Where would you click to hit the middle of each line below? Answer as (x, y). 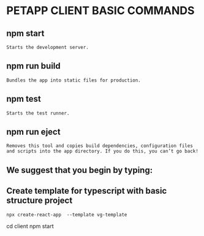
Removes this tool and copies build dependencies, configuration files (100, 146)
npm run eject (33, 132)
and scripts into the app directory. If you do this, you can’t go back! (103, 151)
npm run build (34, 66)
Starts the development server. (47, 47)
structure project (40, 201)
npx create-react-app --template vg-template (67, 215)
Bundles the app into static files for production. (74, 80)
